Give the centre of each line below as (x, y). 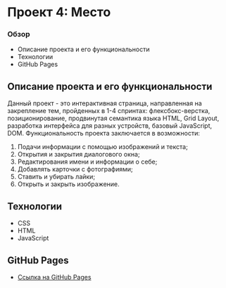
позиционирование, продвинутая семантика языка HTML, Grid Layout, (113, 118)
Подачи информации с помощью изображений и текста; (102, 147)
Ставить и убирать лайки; (56, 177)
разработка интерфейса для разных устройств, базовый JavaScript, (110, 126)
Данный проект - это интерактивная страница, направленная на (105, 103)
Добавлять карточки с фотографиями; (75, 169)
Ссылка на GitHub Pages (54, 277)
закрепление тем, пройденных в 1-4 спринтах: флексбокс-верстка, (109, 111)
